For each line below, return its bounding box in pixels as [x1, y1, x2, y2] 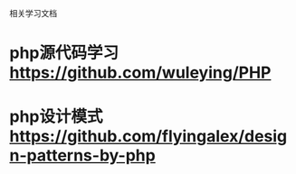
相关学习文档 [9, 8, 57, 18]
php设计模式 [9, 106, 103, 127]
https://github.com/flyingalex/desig [9, 126, 288, 147]
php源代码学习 [9, 43, 119, 63]
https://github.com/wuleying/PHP [9, 62, 272, 83]
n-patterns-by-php [9, 145, 156, 166]
